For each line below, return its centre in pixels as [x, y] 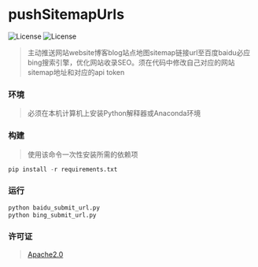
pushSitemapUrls [66, 15]
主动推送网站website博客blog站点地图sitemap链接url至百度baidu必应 [139, 52]
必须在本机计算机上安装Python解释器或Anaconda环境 [114, 113]
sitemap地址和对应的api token [76, 72]
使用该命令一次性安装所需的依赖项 [83, 154]
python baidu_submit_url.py [54, 208]
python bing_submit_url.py [52, 215]
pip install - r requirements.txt [63, 169]
